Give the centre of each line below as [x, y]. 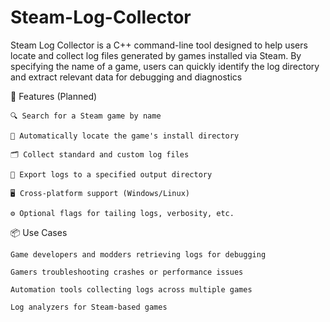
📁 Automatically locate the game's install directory [125, 136]
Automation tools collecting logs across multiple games [131, 289]
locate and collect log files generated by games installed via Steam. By [156, 55]
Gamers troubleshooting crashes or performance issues [127, 272]
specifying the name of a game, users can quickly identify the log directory [165, 66]
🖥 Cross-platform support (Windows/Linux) [100, 193]
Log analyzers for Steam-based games [89, 307]
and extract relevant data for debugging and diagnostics [126, 77]
